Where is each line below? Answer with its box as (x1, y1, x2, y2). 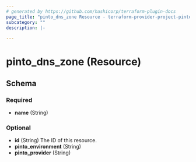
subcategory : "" (6, 19, 45, 25)
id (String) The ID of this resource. (14, 137, 97, 144)
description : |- (6, 24, 45, 31)
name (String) (14, 109, 48, 116)
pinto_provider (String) (14, 149, 71, 156)
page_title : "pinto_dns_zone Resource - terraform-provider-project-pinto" (6, 14, 194, 20)
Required (6, 96, 33, 104)
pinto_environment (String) (14, 143, 82, 150)
